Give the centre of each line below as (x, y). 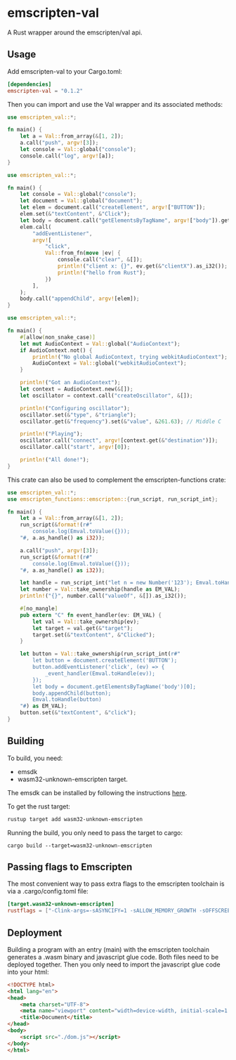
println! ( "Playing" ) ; (51, 434)
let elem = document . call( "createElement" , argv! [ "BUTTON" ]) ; (113, 208)
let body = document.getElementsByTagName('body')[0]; (114, 686)
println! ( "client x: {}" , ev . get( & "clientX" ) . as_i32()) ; (143, 266)
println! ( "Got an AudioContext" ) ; (70, 383)
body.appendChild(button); (72, 693)
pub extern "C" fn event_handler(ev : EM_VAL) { (91, 615)
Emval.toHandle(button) (67, 700)
